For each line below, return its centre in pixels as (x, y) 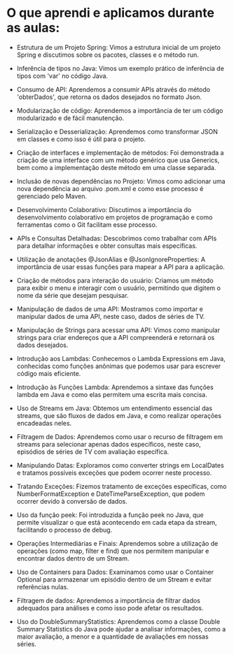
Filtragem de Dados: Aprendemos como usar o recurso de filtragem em (120, 436)
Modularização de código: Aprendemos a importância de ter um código (120, 110)
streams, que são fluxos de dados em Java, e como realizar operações (119, 415)
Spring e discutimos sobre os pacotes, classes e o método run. (108, 55)
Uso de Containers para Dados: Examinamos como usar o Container (115, 572)
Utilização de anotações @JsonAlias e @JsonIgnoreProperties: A (111, 259)
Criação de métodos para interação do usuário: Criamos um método (115, 280)
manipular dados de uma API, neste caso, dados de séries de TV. (111, 316)
